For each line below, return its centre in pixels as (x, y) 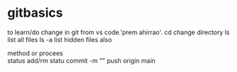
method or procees (35, 53)
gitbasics (35, 13)
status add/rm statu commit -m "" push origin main (81, 60)
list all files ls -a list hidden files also (60, 39)
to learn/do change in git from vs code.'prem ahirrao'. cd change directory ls (118, 32)
